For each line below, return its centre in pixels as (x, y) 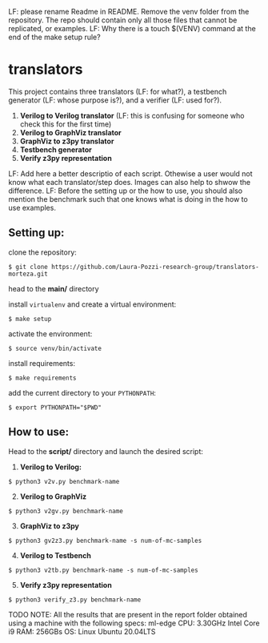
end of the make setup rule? (55, 37)
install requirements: (42, 363)
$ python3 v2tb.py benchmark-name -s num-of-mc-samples (103, 570)
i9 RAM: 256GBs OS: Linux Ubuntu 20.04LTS (82, 631)
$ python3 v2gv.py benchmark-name (66, 511)
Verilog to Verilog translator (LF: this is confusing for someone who (132, 115)
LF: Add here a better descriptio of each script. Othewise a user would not (131, 173)
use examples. (32, 207)
